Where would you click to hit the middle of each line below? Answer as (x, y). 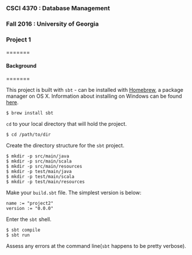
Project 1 (18, 39)
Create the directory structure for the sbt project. (65, 146)
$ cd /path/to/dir (28, 135)
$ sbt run (18, 235)
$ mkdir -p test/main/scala (40, 177)
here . (12, 102)
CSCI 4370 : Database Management (58, 8)
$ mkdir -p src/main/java (37, 156)
